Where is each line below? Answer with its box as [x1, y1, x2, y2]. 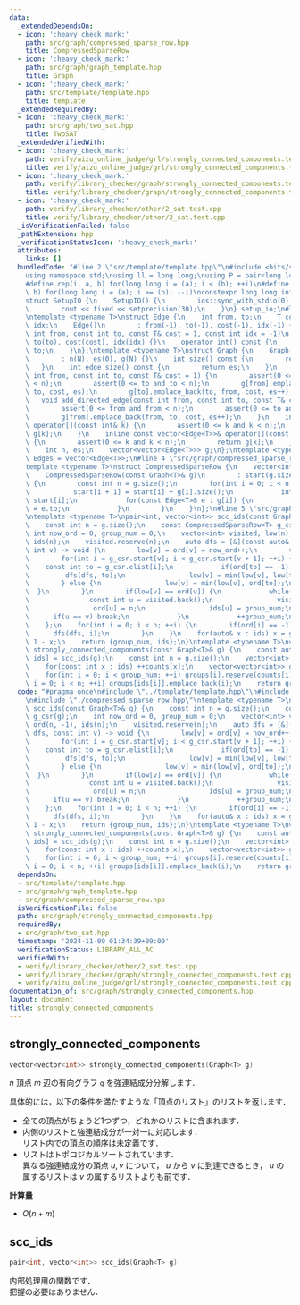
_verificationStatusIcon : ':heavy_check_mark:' [17, 238, 198, 247]
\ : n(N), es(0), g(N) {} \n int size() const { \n [25, 354, 254, 363]
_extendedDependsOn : [17, 21, 94, 30]
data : [9, 13, 29, 22]
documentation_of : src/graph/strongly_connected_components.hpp [9, 986, 254, 996]
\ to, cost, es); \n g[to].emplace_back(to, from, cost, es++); [25, 388, 294, 397]
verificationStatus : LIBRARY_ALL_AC [17, 945, 154, 954]
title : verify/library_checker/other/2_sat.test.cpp [25, 212, 226, 222]
